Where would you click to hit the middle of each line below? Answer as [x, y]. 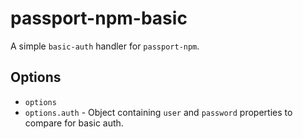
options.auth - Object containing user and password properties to [158, 112]
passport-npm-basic [99, 18]
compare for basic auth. [74, 123]
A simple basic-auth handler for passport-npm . [105, 46]
